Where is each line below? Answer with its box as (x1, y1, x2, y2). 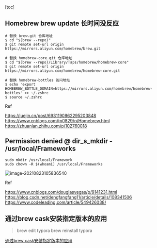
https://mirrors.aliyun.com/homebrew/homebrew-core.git (5, 68, 120, 73)
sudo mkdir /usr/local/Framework (5, 157, 73, 162)
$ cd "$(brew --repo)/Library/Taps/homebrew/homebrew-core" (5, 60, 129, 65)
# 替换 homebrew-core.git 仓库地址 (5, 55, 73, 60)
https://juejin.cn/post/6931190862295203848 (5, 113, 96, 118)
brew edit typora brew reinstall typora (16, 228, 93, 233)
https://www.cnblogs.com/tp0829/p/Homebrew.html (5, 117, 110, 123)
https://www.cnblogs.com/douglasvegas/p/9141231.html (5, 189, 118, 195)
